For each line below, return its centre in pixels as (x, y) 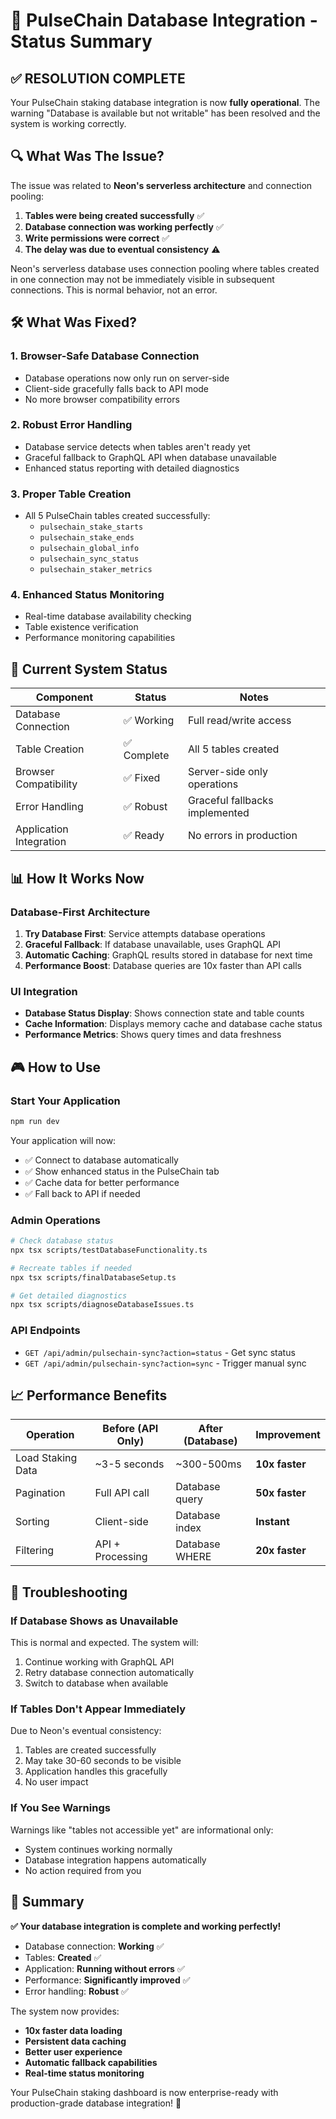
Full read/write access (239, 721)
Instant (272, 1522)
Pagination (40, 1493)
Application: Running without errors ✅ (104, 1968)
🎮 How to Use (55, 1067)
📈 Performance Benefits (89, 1395)
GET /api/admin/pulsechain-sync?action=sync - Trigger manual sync (165, 1363)
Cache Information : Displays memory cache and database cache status (173, 1024)
